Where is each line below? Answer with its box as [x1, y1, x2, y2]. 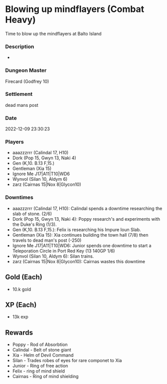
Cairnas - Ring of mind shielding [12, 374, 79, 380]
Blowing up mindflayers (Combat [5, 3, 145, 15]
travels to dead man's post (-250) [12, 237, 82, 243]
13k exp [12, 314, 28, 320]
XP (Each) [5, 301, 37, 309]
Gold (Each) [5, 273, 42, 282]
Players [5, 138, 24, 145]
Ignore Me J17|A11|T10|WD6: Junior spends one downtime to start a [12, 242, 152, 248]
